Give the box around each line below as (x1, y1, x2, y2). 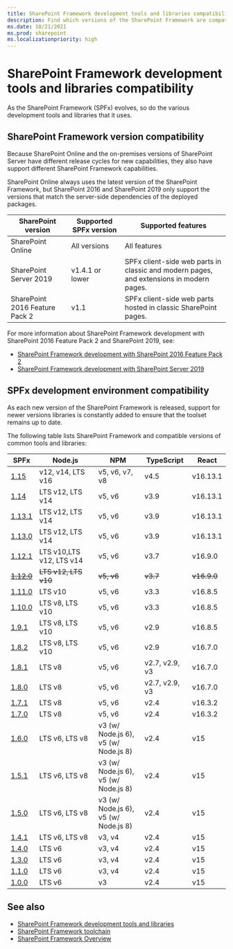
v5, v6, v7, (98, 467, 133, 476)
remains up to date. (7, 418, 62, 426)
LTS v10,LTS (39, 546, 81, 556)
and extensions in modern (124, 274, 209, 283)
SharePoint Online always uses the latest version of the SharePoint (7, 178, 198, 186)
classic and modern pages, (124, 265, 213, 275)
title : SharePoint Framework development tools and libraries (7, 10, 191, 17)
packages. (7, 199, 37, 208)
